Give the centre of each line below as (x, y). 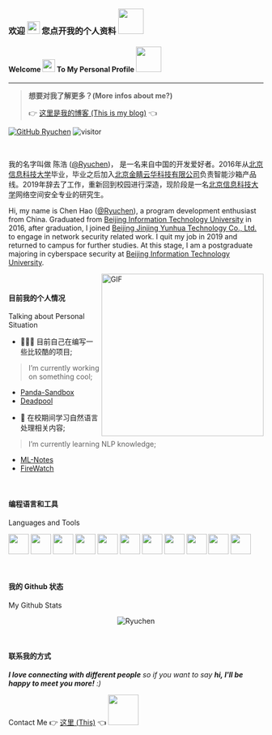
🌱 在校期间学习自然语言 (59, 418)
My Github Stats (35, 605)
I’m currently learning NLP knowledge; (92, 444)
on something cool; (60, 376)
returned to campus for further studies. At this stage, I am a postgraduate (131, 245)
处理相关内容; (43, 428)
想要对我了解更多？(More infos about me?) (100, 96)
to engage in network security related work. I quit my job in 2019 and (123, 237)
